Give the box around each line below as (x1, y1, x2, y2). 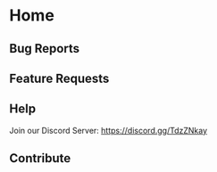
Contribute (9, 151, 71, 166)
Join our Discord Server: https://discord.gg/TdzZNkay (9, 125, 208, 135)
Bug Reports (9, 41, 80, 56)
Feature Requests (9, 70, 110, 86)
